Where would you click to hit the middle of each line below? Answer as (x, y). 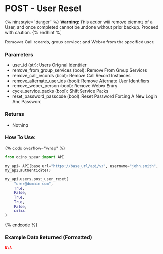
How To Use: (20, 137)
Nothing (20, 125)
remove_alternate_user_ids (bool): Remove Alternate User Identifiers (81, 81)
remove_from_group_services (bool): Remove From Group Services (80, 70)
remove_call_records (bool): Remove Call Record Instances (71, 76)
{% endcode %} (21, 225)
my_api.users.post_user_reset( (37, 179)
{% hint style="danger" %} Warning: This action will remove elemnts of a (79, 22)
